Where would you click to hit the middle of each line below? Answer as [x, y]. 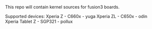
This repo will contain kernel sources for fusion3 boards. [62, 7]
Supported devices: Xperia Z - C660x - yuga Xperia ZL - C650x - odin [76, 16]
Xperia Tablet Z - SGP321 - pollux [39, 22]
